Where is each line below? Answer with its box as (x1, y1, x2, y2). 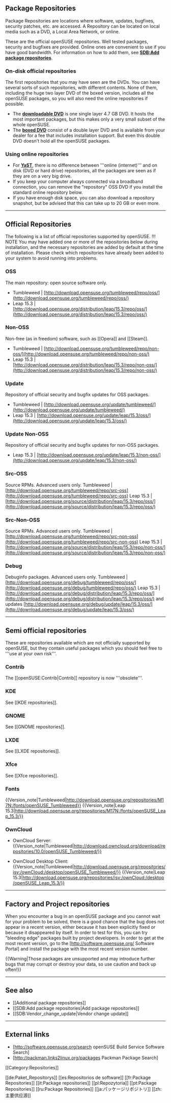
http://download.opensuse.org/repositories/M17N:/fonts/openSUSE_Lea (15, 808, 166, 814)
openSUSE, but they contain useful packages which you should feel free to (5, 645, 163, 651)
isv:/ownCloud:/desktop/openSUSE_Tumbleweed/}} (12, 869, 121, 876)
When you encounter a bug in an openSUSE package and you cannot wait (5, 913, 161, 919)
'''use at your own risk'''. (5, 651, 57, 657)
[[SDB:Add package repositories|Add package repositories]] (12, 1005, 139, 1011)
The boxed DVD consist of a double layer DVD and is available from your (12, 127, 165, 133)
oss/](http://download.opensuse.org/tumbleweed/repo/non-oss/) (12, 351, 150, 357)
